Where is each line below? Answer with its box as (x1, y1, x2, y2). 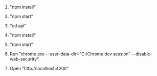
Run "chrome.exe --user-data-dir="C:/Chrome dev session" (9, 51, 131, 57)
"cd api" (9, 23, 26, 29)
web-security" (9, 56, 39, 62)
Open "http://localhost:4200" (9, 65, 69, 71)
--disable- (132, 51, 153, 57)
